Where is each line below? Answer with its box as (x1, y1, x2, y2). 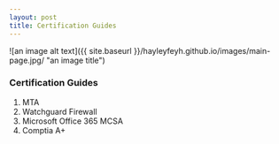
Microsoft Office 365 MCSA (21, 116, 124, 126)
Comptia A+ (21, 125, 66, 135)
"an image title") (45, 55, 106, 65)
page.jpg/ (9, 55, 44, 65)
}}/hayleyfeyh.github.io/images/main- (133, 45, 271, 56)
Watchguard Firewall (21, 106, 97, 117)
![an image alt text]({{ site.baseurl (9, 45, 132, 56)
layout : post (9, 12, 58, 22)
